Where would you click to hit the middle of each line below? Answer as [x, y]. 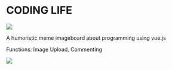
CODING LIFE [39, 10]
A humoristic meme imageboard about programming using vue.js [86, 38]
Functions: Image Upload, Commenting [54, 49]
